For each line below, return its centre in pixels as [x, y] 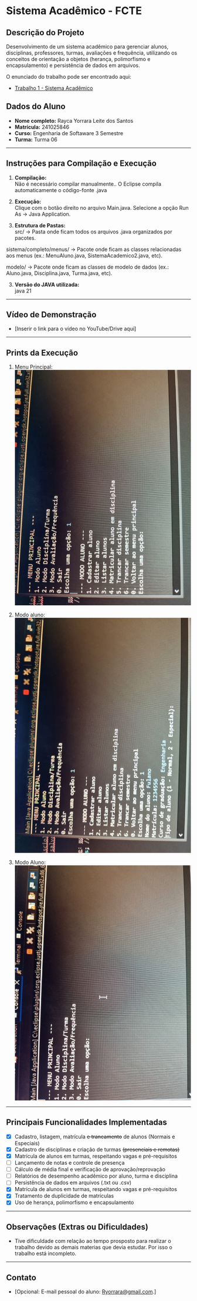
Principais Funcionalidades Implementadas [86, 1123]
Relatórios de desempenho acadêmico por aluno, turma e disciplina [96, 1176]
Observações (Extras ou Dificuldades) [77, 1227]
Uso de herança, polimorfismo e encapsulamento [74, 1202]
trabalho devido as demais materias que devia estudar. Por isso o [94, 1248]
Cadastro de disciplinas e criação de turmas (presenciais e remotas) [97, 1149]
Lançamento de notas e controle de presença [69, 1163]
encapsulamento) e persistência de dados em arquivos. [73, 65]
